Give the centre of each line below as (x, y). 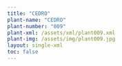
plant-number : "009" (37, 26)
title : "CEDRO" (29, 13)
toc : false (23, 52)
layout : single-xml (35, 45)
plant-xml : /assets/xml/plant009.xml (61, 33)
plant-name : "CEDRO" (37, 20)
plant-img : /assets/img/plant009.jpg (61, 39)
